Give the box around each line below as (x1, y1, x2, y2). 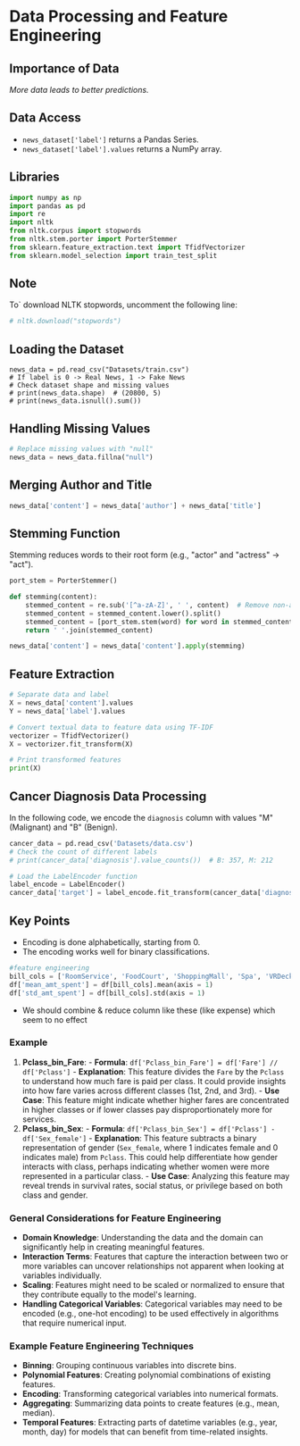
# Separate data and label (9, 690, 110, 699)
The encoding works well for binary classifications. (21, 947, 210, 957)
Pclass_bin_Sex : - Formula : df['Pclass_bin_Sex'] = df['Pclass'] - (21, 1123, 275, 1133)
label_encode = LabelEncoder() (9, 880, 126, 890)
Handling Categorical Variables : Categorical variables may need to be (21, 1299, 283, 1309)
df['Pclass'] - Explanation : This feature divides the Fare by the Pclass (21, 1066, 285, 1077)
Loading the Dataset (9, 341, 124, 356)
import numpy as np (9, 193, 82, 202)
